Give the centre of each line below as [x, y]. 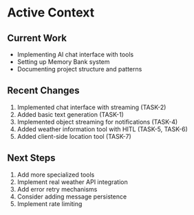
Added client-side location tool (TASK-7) [74, 136]
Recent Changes [44, 91]
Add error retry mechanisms [57, 189]
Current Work [37, 38]
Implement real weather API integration [73, 182]
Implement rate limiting [50, 203]
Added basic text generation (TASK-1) [70, 114]
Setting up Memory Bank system [63, 62]
